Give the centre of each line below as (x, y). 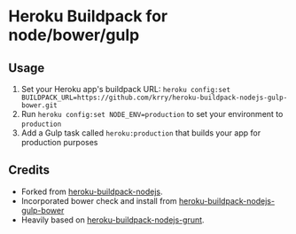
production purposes (59, 142)
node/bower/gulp (74, 35)
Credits (29, 170)
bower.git (39, 105)
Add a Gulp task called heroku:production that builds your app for (141, 133)
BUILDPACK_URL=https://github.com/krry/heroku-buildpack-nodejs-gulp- (154, 97)
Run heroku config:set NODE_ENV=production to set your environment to (152, 114)
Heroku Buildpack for (88, 16)
